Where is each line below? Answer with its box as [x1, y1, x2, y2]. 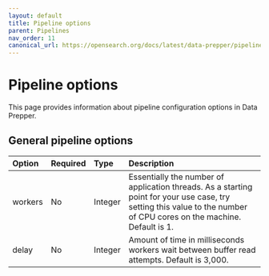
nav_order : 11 [8, 34, 56, 42]
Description [128, 158, 175, 169]
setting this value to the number [128, 201, 248, 212]
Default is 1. [128, 221, 175, 232]
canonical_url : [8, 42, 59, 50]
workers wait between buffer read [128, 244, 256, 255]
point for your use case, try [128, 191, 231, 202]
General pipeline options [8, 134, 134, 148]
